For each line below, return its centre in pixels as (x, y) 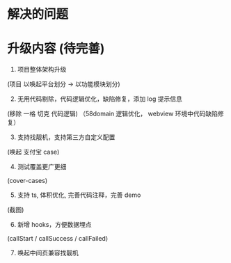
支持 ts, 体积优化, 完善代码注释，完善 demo (79, 195)
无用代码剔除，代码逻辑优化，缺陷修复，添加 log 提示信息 (100, 99)
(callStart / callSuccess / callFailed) (58, 239)
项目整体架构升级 (42, 70)
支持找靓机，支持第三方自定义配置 (66, 137)
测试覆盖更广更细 (42, 167)
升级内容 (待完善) (56, 49)
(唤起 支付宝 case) (33, 152)
